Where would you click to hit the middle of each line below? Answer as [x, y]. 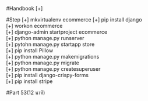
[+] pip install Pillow [30, 50]
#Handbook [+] [24, 8]
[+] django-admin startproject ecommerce [57, 32]
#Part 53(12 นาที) [26, 93]
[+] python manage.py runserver [45, 38]
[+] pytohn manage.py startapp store [50, 44]
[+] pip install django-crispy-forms [47, 75]
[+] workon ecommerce [34, 26]
